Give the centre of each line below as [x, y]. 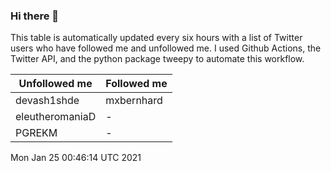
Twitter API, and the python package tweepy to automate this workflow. [157, 59]
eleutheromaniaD [56, 117]
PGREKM [36, 133]
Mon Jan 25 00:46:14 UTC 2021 [76, 158]
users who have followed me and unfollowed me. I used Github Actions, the [166, 48]
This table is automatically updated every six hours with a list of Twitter [156, 38]
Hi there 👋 [35, 16]
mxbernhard [134, 101]
